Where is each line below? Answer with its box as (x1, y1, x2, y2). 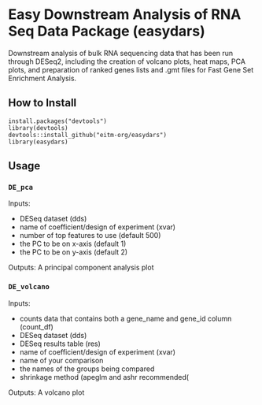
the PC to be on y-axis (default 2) (19, 247, 128, 257)
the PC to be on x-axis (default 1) (19, 239, 127, 249)
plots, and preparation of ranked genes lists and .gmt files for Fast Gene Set (8, 65, 254, 74)
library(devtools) (8, 124, 68, 132)
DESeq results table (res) (19, 339, 101, 348)
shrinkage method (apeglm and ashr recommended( (19, 372, 190, 381)
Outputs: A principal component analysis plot (8, 262, 154, 273)
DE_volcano (8, 282, 50, 292)
